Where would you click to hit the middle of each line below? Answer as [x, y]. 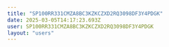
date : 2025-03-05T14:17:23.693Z [54, 20]
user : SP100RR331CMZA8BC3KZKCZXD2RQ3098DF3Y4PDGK [81, 26]
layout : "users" [31, 33]
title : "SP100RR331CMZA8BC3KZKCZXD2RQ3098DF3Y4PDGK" [85, 13]
